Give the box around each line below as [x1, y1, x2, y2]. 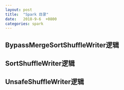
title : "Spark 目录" [5, 12, 49, 17]
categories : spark [5, 21, 43, 26]
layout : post [5, 7, 32, 12]
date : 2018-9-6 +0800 [5, 16, 57, 21]
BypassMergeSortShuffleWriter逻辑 [5, 41, 119, 49]
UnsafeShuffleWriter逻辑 [5, 78, 84, 86]
